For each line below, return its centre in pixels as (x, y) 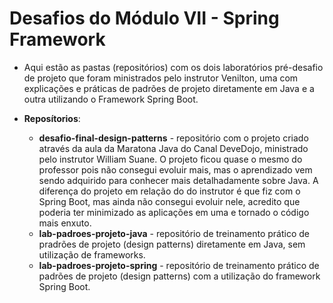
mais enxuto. (65, 223)
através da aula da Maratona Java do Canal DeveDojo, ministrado (173, 148)
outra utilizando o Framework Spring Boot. (111, 99)
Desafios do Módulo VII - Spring (144, 18)
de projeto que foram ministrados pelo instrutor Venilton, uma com (161, 78)
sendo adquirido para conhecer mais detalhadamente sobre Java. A (178, 180)
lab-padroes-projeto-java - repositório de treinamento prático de (174, 233)
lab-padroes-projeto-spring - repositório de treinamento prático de (179, 265)
